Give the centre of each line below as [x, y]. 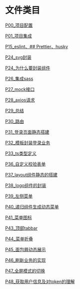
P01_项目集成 [19, 36]
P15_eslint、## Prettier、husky [37, 46]
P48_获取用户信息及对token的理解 [40, 281]
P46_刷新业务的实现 [26, 260]
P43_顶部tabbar [21, 228]
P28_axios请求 [20, 100]
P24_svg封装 [18, 57]
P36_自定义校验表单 [26, 164]
